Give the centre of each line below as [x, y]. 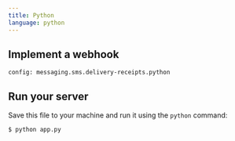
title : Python [31, 15]
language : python [37, 23]
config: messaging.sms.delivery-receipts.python [89, 72]
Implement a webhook [64, 54]
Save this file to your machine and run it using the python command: [118, 115]
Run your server [48, 96]
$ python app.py [35, 130]
